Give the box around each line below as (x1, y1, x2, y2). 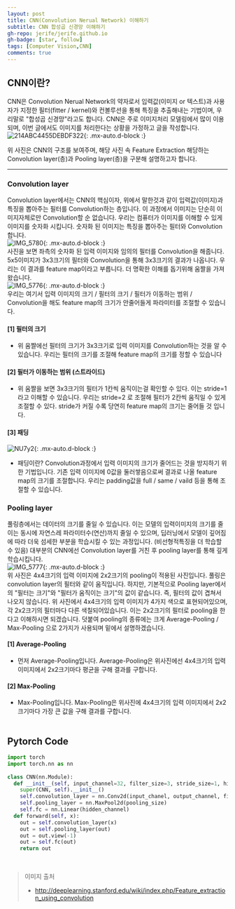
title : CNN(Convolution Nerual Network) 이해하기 (7, 17, 149, 24)
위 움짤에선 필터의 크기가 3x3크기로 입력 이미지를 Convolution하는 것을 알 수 (17, 342, 227, 350)
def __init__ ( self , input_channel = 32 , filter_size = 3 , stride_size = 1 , (13, 780, 220, 787)
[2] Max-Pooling (7, 682, 56, 690)
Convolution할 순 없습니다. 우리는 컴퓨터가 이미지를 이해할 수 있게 (43, 213, 222, 222)
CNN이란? (7, 77, 50, 89)
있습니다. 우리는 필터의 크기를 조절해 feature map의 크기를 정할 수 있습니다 (17, 350, 222, 358)
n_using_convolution (34, 894, 94, 902)
